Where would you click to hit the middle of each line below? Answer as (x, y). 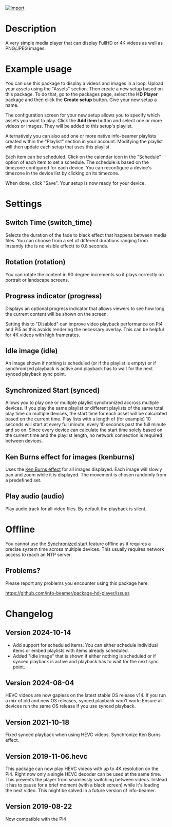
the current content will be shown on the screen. (57, 314)
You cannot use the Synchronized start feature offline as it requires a (78, 544)
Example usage (39, 69)
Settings (24, 204)
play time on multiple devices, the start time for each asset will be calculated (86, 414)
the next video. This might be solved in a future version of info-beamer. (81, 790)
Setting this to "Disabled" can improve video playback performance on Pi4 (84, 324)
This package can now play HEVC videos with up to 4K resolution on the (82, 768)
